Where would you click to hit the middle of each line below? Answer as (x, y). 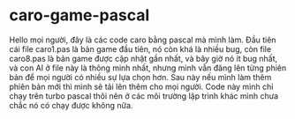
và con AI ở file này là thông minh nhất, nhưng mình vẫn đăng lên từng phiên (148, 68)
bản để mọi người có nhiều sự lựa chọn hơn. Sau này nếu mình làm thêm (140, 77)
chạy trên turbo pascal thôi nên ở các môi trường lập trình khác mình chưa (144, 96)
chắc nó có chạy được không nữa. (71, 105)
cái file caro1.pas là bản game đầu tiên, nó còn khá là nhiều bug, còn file (140, 48)
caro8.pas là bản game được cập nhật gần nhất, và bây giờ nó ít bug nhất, (144, 58)
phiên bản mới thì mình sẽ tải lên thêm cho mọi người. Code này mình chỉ (141, 86)
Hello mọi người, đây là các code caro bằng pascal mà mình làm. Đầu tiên (143, 40)
